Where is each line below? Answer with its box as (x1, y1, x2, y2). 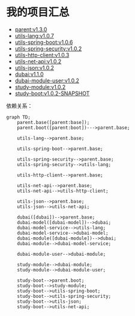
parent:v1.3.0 (14, 25, 47, 33)
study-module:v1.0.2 (14, 83, 66, 90)
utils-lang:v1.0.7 (14, 32, 54, 39)
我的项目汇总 (6, 5, 70, 19)
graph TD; (6, 114, 31, 120)
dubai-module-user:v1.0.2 (14, 76, 79, 84)
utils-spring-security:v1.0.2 (14, 45, 82, 52)
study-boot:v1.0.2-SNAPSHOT (14, 90, 90, 97)
